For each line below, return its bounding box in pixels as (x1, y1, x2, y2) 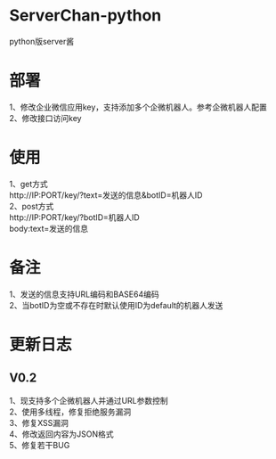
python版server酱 (9, 36, 74, 46)
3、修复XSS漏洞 (9, 417, 69, 428)
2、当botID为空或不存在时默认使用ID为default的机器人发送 (9, 299, 223, 310)
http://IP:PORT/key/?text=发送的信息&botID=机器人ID (9, 189, 203, 201)
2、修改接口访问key (9, 112, 82, 123)
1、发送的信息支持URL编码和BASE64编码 (9, 289, 159, 299)
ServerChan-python (9, 5, 162, 26)
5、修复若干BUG (9, 439, 70, 450)
